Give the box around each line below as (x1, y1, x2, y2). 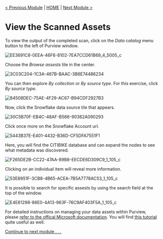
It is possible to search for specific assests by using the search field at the (5, 185, 154, 190)
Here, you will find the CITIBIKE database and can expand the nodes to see (5, 142, 155, 148)
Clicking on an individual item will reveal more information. (5, 166, 122, 172)
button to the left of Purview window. (5, 43, 79, 49)
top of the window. (5, 190, 43, 196)
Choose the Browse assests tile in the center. (5, 61, 96, 68)
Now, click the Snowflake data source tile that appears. (5, 104, 115, 110)
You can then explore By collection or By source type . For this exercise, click (5, 80, 158, 86)
